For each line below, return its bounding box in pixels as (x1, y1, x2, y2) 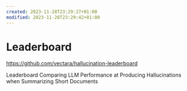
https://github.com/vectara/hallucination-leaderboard (6, 60, 138, 67)
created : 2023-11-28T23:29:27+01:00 (6, 8, 97, 15)
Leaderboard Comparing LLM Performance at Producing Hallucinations (6, 71, 182, 78)
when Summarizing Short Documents (6, 78, 99, 85)
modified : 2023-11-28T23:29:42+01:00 (6, 14, 100, 20)
